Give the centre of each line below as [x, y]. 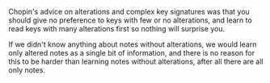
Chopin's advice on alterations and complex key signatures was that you [129, 12]
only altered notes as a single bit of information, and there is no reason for [132, 53]
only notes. [27, 70]
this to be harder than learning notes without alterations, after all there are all [136, 61]
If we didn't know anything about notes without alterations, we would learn [133, 44]
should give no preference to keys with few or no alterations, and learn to [130, 20]
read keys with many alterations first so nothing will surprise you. [117, 29]
